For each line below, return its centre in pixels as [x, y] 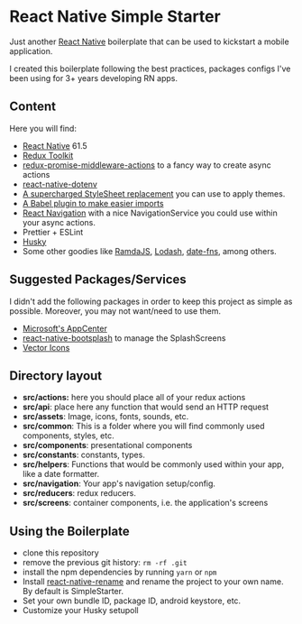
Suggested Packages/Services [98, 280]
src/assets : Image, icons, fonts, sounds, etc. [105, 417]
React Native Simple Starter [115, 17]
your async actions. [59, 222]
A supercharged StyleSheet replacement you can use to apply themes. [154, 193]
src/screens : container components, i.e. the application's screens [145, 503]
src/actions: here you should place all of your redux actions [134, 398]
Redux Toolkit [48, 155]
